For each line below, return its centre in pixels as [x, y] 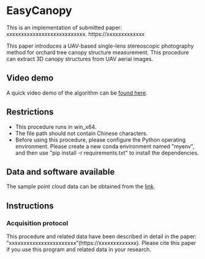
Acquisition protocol [37, 223]
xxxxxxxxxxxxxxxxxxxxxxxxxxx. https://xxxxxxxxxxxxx [76, 34]
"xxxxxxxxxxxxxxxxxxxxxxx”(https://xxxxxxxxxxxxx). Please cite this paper [101, 243]
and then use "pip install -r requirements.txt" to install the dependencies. [107, 153]
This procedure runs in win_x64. [56, 126]
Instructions [30, 206]
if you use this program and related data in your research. [79, 250]
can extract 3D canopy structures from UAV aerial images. [80, 59]
